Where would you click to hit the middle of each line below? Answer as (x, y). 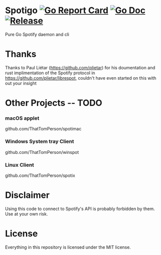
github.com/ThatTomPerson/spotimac (43, 129)
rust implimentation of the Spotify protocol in (50, 73)
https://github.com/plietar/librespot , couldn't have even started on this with (81, 78)
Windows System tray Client (40, 142)
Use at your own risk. (26, 214)
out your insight (21, 83)
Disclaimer (27, 195)
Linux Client (20, 165)
